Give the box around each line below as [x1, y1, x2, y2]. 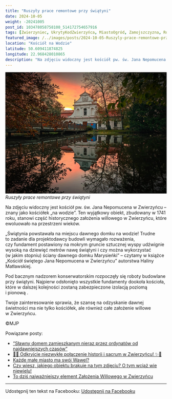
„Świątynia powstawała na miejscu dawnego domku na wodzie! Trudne [5, 230, 155, 236]
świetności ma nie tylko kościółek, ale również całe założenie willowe [5, 305, 151, 311]
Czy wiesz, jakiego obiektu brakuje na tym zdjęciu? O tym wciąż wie [12, 362, 157, 368]
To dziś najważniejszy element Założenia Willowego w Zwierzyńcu [12, 373, 154, 379]
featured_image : [5, 35, 40, 41]
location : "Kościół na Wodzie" [5, 41, 72, 46]
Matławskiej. [5, 263, 32, 269]
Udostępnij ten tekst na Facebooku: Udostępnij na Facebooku [5, 388, 136, 394]
